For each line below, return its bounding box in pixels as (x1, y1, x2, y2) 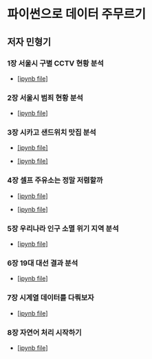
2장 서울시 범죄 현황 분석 (7, 93, 84, 102)
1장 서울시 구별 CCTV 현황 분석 (7, 58, 105, 68)
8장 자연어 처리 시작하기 (7, 327, 82, 337)
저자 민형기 (7, 36, 52, 48)
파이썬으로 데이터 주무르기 (7, 6, 146, 22)
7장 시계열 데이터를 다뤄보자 (7, 293, 94, 302)
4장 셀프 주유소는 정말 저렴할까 (7, 175, 103, 185)
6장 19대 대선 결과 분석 (7, 258, 78, 268)
